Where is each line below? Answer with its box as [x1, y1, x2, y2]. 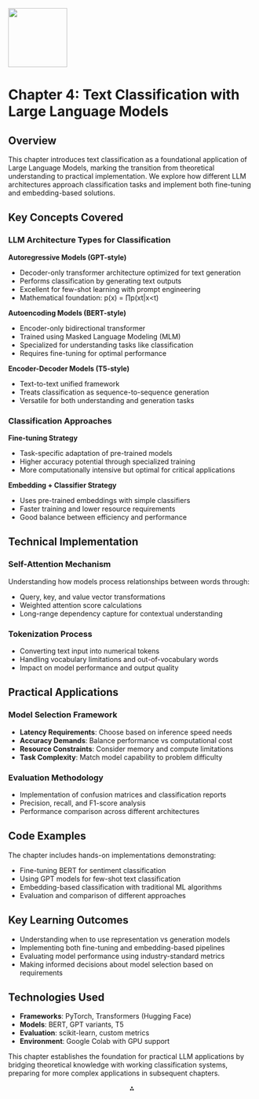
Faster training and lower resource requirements [19, 504, 176, 513]
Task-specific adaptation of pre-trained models [19, 448, 173, 457]
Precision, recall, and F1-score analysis [19, 798, 147, 808]
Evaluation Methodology [8, 772, 104, 783]
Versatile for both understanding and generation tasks [19, 395, 195, 405]
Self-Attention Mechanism [8, 559, 111, 570]
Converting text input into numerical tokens [19, 646, 159, 656]
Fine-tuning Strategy [8, 433, 78, 442]
